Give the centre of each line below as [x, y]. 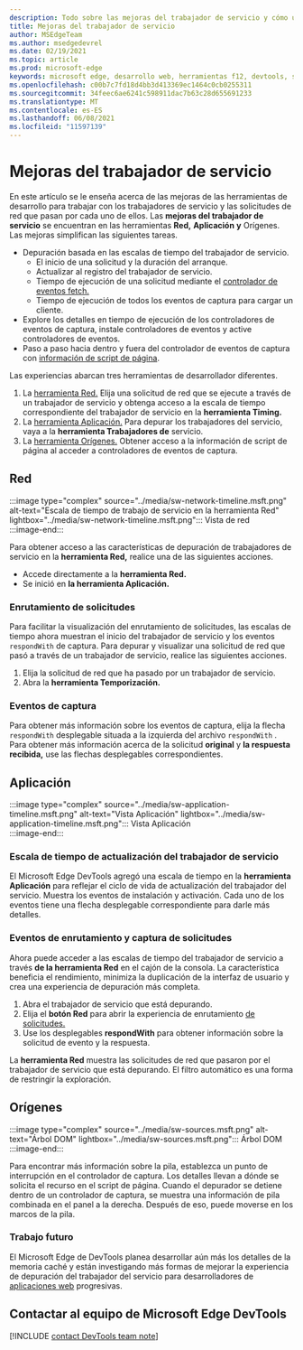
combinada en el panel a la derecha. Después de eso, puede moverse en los [151, 1204]
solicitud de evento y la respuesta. [86, 1042]
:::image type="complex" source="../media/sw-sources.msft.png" [132, 1129]
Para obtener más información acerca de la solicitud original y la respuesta [150, 745]
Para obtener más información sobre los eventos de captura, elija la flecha [147, 726]
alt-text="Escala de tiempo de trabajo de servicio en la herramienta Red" [144, 510]
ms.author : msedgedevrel [56, 43]
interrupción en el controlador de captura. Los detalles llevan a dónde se [144, 1176]
